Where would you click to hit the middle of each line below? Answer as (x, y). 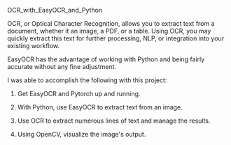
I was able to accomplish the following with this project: (87, 80)
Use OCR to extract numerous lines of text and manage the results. (114, 121)
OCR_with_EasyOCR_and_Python (55, 10)
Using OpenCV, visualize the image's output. (82, 134)
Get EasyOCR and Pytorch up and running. (79, 94)
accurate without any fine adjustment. (62, 67)
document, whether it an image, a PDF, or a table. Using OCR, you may (109, 31)
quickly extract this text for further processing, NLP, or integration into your (116, 38)
